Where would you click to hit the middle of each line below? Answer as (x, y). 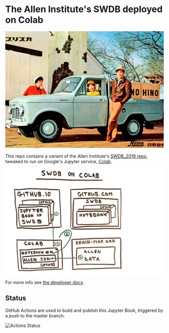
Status (16, 298)
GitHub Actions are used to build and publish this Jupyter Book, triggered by (84, 310)
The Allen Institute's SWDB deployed (84, 9)
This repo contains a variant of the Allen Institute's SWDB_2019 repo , (76, 156)
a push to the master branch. (35, 315)
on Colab (24, 20)
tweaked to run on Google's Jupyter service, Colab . (59, 162)
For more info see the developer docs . (45, 282)
